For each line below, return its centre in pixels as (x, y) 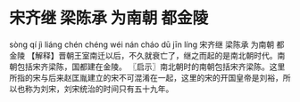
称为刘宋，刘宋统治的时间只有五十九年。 (99, 89)
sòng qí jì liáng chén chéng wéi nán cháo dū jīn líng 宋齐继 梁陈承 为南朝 (142, 44)
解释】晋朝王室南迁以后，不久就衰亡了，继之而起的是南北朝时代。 (156, 55)
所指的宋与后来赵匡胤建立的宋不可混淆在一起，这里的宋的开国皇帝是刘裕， (146, 77)
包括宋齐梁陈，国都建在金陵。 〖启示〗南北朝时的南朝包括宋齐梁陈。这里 (151, 67)
